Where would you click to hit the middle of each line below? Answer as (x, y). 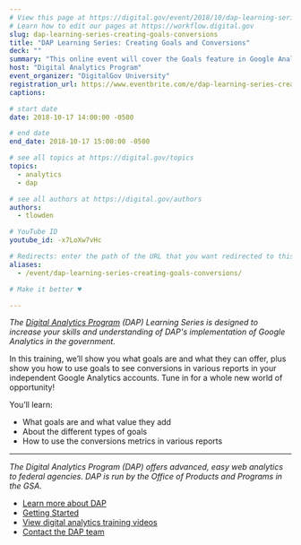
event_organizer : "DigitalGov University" (90, 76)
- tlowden (35, 216)
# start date (34, 108)
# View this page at (48, 17)
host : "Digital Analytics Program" (76, 68)
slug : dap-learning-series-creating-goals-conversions (114, 34)
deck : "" (26, 51)
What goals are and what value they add (97, 422)
